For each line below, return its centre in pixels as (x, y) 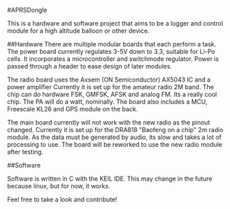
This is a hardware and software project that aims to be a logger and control (115, 23)
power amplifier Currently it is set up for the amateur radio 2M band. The (111, 87)
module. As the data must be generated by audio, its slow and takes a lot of (115, 137)
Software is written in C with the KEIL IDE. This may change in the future (110, 179)
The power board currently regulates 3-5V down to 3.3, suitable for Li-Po (111, 52)
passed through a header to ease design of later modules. (90, 66)
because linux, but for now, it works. (59, 186)
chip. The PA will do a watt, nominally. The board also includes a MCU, (107, 102)
